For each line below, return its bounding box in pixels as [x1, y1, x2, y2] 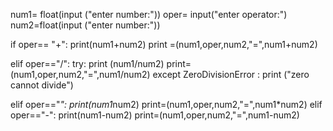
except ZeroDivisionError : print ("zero [152, 69, 310, 80]
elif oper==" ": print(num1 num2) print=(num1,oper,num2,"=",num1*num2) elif [10, 99, 323, 110]
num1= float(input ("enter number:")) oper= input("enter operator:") [10, 9, 288, 20]
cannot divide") [10, 79, 74, 91]
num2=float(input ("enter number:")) [10, 19, 161, 31]
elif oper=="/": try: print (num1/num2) [10, 58, 165, 69]
